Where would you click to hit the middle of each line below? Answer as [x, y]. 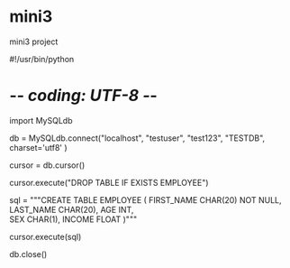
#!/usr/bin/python [42, 59]
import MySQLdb [41, 120]
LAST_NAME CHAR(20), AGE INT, [72, 209]
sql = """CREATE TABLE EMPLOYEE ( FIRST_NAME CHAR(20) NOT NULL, [145, 199]
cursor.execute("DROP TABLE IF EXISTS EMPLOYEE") [109, 182]
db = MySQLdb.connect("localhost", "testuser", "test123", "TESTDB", [137, 138]
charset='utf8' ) [38, 147]
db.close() [28, 254]
